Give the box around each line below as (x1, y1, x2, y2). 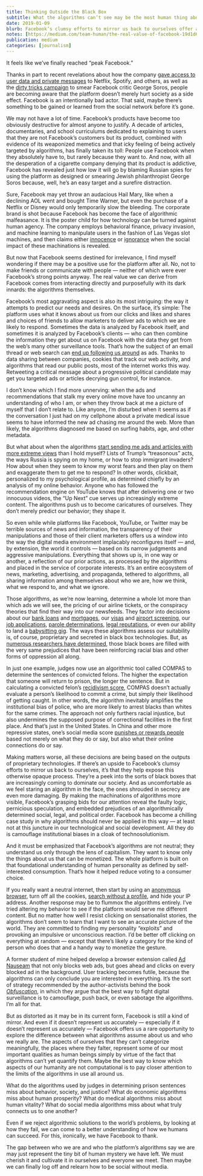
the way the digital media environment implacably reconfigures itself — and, (6, 538, 196, 545)
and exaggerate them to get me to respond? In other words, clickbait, (6, 469, 179, 476)
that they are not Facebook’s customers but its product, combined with (6, 134, 182, 141)
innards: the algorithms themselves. (6, 285, 95, 293)
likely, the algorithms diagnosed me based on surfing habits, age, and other (6, 424, 195, 432)
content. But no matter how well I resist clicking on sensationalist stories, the (6, 911, 197, 919)
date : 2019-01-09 (6, 20, 50, 26)
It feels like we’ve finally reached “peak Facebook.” (6, 59, 134, 67)
